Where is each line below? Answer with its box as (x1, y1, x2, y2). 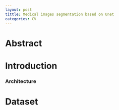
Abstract (5, 37, 42, 49)
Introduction (5, 60, 58, 72)
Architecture (5, 77, 37, 84)
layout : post (5, 7, 32, 12)
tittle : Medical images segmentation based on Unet (5, 12, 114, 17)
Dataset (5, 96, 38, 107)
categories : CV (5, 16, 37, 21)
